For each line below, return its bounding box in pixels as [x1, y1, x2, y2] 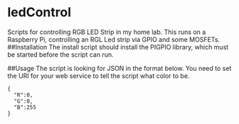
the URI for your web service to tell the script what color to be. [7, 72, 190, 80]
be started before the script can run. [7, 50, 114, 59]
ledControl [7, 4, 71, 21]
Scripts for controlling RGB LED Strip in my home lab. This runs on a [7, 28, 206, 36]
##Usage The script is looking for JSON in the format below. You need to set [7, 64, 232, 72]
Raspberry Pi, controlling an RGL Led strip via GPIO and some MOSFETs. [7, 35, 221, 43]
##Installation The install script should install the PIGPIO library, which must [7, 43, 229, 51]
